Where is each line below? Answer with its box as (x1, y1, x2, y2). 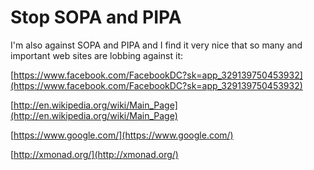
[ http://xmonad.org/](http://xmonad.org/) (10, 148, 179, 160)
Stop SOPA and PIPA (10, 6, 182, 29)
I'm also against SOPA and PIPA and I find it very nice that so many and (10, 39, 303, 51)
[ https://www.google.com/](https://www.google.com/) (10, 129, 234, 141)
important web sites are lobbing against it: (10, 49, 183, 61)
